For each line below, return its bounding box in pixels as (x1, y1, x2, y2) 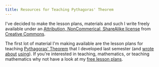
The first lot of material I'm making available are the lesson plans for (5, 40, 143, 46)
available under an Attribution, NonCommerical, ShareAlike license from (5, 25, 151, 32)
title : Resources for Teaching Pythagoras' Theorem (5, 7, 114, 12)
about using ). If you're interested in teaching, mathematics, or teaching (5, 51, 150, 57)
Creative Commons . (5, 31, 46, 37)
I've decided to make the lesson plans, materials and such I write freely (5, 21, 150, 26)
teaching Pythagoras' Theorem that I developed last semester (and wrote (5, 45, 154, 51)
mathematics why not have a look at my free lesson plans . (5, 56, 123, 62)
